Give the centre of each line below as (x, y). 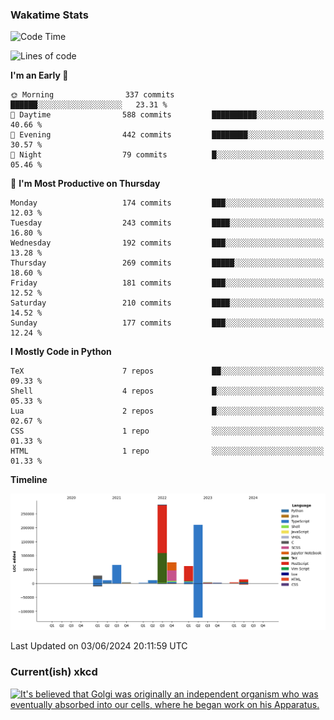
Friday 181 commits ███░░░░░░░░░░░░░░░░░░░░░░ (167, 283)
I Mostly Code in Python (61, 352)
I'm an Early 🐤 (39, 75)
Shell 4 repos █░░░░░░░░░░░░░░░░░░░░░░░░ (167, 391)
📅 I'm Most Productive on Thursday (85, 184)
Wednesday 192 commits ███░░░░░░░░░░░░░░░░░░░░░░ (167, 243)
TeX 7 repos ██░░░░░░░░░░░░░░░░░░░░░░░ (167, 371)
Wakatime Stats (49, 15)
